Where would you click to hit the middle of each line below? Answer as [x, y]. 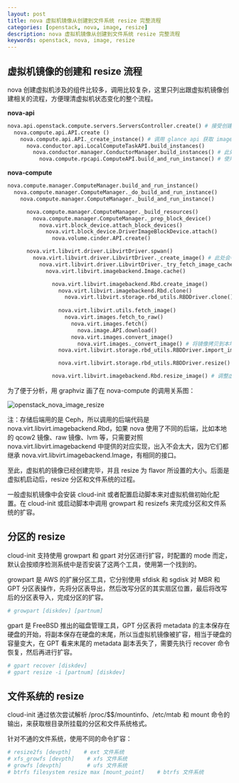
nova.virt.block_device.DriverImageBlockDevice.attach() [132, 232]
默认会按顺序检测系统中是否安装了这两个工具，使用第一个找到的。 [104, 564]
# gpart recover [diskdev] [47, 665]
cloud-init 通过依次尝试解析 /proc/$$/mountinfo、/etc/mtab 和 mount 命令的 [118, 715]
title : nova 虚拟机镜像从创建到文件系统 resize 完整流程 [84, 21]
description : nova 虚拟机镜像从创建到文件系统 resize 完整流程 [94, 34]
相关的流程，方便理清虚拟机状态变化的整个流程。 [85, 98]
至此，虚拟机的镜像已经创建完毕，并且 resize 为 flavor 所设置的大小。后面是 [118, 471]
